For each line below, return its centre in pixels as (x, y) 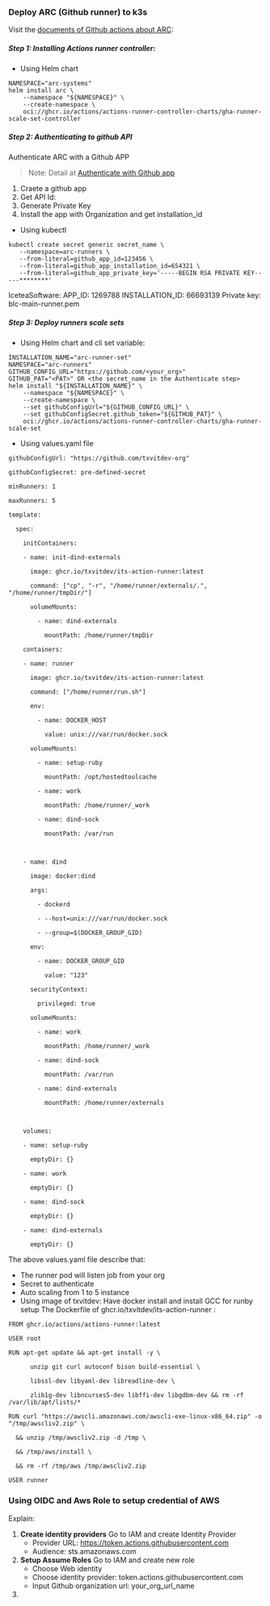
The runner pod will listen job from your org (93, 1275)
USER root (25, 1339)
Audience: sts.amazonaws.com (84, 1551)
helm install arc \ (41, 91)
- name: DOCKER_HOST (72, 720)
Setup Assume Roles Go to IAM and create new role (108, 1560)
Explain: (21, 1518)
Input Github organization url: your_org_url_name (114, 1586)
